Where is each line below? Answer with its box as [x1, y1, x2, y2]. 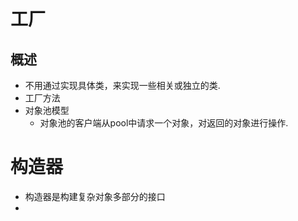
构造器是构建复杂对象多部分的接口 [24, 190, 166, 202]
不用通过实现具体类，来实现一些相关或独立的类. [24, 80, 221, 91]
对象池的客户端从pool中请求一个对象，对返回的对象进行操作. [39, 117, 289, 129]
